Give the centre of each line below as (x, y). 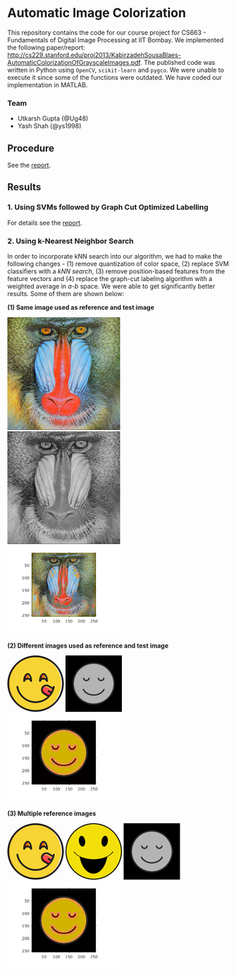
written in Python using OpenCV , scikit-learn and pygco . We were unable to (116, 70)
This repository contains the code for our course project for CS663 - (107, 32)
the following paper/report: (46, 47)
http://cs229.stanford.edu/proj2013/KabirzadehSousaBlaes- (94, 55)
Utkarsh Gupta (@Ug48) (53, 118)
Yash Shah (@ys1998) (49, 126)
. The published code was (178, 62)
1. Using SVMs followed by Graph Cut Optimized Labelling (108, 207)
